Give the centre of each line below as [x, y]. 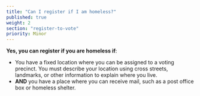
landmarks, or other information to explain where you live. [86, 75]
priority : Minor [26, 34]
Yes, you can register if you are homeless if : [62, 51]
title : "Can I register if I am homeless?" [61, 12]
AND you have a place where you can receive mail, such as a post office [104, 82]
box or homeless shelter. [45, 88]
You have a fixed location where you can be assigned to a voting [95, 63]
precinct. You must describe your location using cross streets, [91, 69]
